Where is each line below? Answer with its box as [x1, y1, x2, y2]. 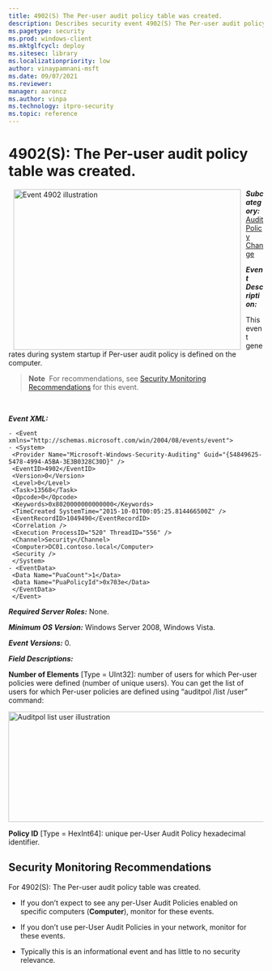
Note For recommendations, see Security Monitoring [28, 374, 206, 383]
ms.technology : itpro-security [8, 102, 114, 110]
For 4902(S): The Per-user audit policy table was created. [8, 882, 201, 892]
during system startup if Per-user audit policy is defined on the [27, 349, 236, 359]
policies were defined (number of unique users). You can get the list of [8, 678, 244, 687]
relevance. [19, 955, 56, 965]
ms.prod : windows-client [8, 34, 92, 43]
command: [8, 695, 45, 705]
